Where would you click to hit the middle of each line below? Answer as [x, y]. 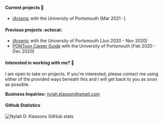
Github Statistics [23, 105]
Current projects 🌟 [25, 7]
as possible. [17, 84]
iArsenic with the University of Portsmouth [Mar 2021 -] [69, 18]
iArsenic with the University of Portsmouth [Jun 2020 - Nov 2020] [80, 41]
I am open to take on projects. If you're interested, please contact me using [82, 74]
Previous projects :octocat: [34, 30]
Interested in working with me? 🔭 [40, 63]
